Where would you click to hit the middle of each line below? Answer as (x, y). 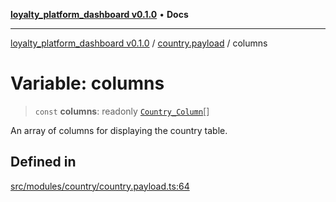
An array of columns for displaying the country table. (119, 130)
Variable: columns (87, 83)
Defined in (43, 162)
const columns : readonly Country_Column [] (122, 111)
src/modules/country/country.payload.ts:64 (100, 186)
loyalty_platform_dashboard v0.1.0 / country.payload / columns (139, 43)
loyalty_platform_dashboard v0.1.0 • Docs (99, 14)
